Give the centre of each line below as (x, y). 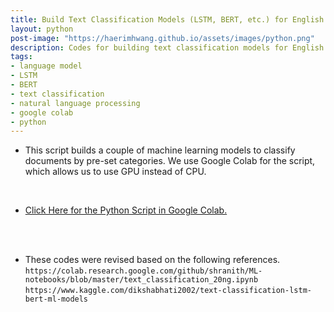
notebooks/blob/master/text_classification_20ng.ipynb (141, 280)
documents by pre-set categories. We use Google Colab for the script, (170, 161)
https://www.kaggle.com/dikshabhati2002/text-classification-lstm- (168, 291)
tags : (21, 57)
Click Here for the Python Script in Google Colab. (126, 210)
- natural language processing (75, 103)
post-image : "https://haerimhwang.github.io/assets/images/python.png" (162, 38)
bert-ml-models (56, 299)
